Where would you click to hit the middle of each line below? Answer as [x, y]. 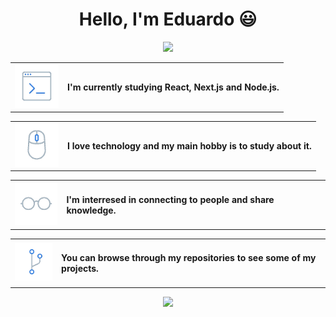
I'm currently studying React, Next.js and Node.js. [173, 87]
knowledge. [91, 210]
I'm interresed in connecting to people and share [170, 199]
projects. [80, 269]
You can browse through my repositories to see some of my [189, 258]
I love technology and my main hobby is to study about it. [189, 146]
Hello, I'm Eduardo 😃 [168, 19]
